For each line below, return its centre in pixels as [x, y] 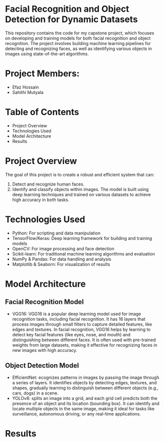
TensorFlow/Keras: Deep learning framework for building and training [82, 238]
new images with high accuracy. [45, 350]
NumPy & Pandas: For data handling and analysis [62, 259]
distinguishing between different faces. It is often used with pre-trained [84, 340]
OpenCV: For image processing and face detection [63, 249]
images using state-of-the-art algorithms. [47, 54]
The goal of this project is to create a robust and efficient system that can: [80, 174]
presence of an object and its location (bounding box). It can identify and [86, 403]
